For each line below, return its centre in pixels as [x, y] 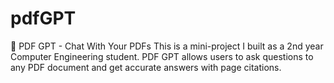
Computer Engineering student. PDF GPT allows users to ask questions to [162, 56]
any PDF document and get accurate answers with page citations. [146, 67]
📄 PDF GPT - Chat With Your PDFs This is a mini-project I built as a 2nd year [167, 46]
